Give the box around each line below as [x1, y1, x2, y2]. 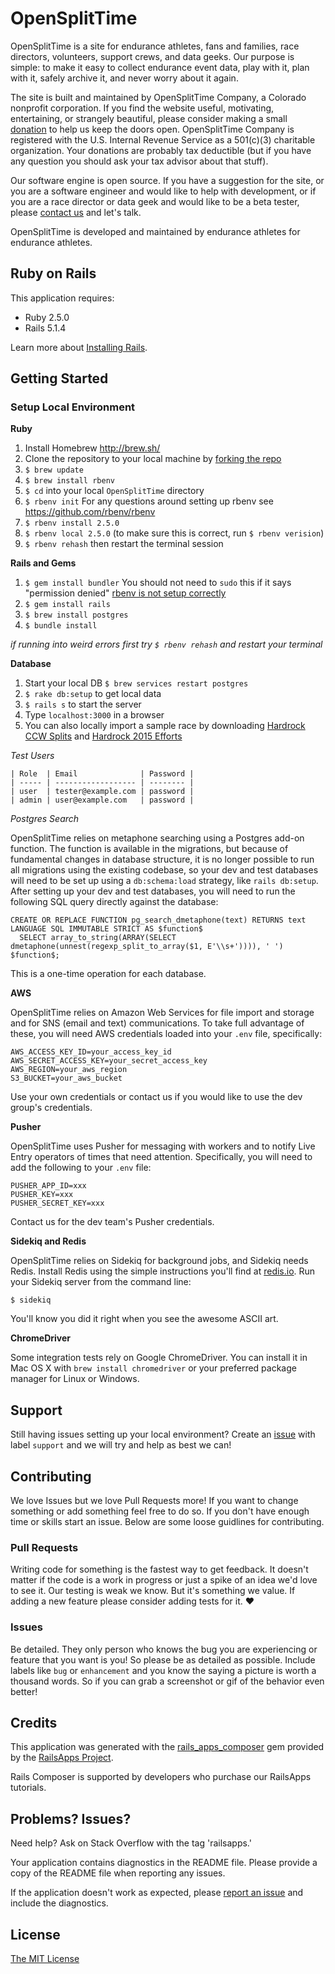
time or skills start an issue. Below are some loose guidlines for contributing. [10, 1516, 325, 1528]
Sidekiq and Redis [10, 1235, 87, 1247]
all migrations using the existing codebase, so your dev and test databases [10, 864, 319, 876]
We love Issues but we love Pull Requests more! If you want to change [10, 1495, 299, 1507]
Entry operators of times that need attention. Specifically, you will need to [10, 1151, 313, 1163]
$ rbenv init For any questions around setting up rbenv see [24, 495, 274, 507]
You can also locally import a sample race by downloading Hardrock [24, 720, 306, 732]
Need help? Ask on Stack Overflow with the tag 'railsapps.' [10, 1837, 252, 1849]
